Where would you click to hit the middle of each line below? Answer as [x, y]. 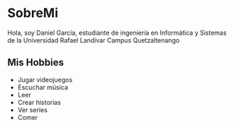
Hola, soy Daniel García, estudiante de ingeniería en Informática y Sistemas [117, 33]
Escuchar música [43, 87]
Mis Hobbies [35, 63]
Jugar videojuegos [45, 79]
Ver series [33, 110]
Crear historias [39, 102]
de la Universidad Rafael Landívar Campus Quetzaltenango [94, 40]
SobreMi [33, 13]
